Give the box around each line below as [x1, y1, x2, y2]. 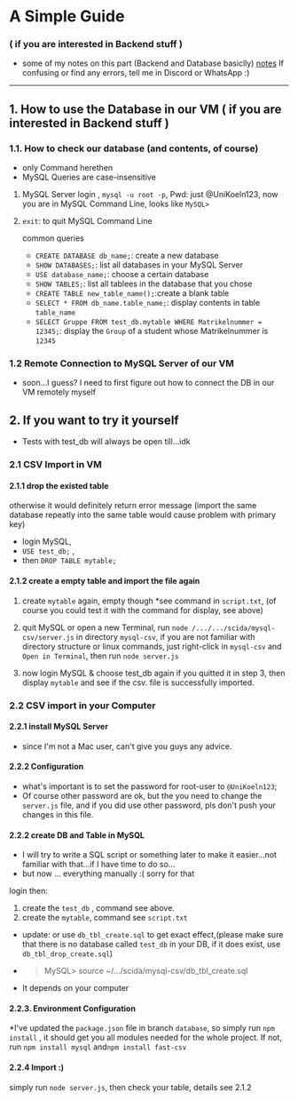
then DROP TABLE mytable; [21, 555, 117, 566]
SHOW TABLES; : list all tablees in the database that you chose [35, 278, 253, 290]
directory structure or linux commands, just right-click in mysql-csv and [21, 641, 282, 651]
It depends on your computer [21, 983, 129, 993]
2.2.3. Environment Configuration [9, 1002, 136, 1014]
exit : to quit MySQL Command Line [21, 216, 153, 227]
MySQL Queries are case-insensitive [21, 172, 157, 183]
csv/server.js [21, 633, 74, 642]
